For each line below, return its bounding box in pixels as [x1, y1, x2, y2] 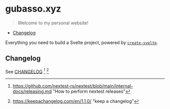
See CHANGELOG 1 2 [5, 67, 49, 75]
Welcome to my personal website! [17, 20, 89, 26]
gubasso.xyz [5, 3, 62, 15]
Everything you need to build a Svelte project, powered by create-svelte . [5, 39, 158, 46]
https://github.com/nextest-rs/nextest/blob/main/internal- [12, 83, 133, 89]
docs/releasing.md [12, 88, 52, 94]
